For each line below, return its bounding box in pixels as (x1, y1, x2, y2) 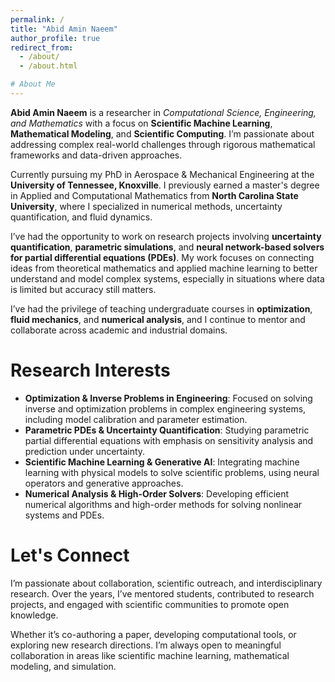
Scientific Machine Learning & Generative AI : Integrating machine (24, 456, 300, 468)
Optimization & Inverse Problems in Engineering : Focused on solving (24, 392, 313, 404)
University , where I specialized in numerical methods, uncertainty (10, 200, 283, 212)
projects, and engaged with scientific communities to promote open (10, 598, 290, 610)
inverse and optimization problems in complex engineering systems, (24, 402, 307, 415)
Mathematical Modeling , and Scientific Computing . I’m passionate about (10, 127, 315, 140)
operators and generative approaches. (24, 477, 184, 489)
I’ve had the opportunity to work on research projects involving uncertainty (10, 230, 322, 242)
